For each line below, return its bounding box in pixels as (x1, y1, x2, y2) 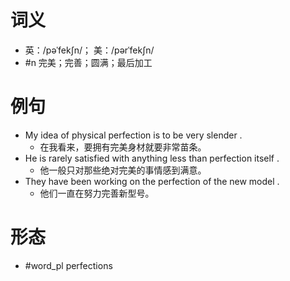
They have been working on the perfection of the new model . (24, 175, 280, 187)
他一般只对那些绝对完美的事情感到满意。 (39, 164, 207, 176)
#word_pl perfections (24, 259, 113, 271)
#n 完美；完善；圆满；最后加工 (24, 56, 153, 68)
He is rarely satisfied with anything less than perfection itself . (24, 152, 280, 164)
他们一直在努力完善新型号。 (39, 187, 155, 199)
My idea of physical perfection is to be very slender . (24, 129, 243, 141)
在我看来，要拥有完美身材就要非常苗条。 (39, 141, 207, 153)
